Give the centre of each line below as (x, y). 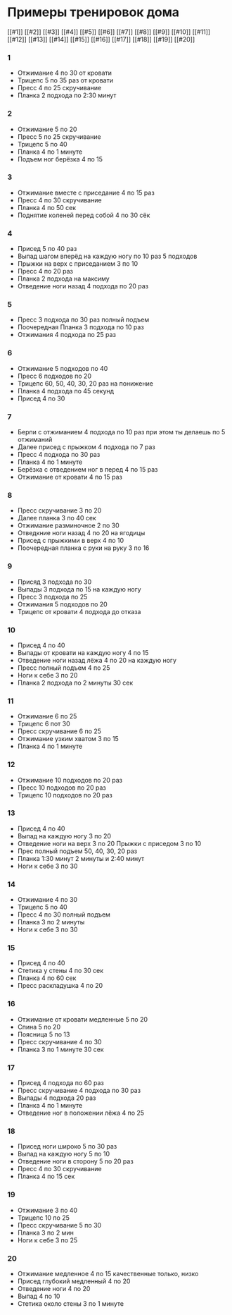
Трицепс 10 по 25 (44, 1218)
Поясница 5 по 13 (44, 1034)
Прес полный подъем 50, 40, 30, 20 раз (77, 851)
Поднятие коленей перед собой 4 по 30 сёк (84, 215)
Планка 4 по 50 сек (47, 207)
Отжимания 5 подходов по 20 (62, 604)
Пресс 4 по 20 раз (45, 271)
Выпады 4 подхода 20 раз (57, 1098)
